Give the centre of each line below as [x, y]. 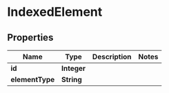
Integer [73, 68]
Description [112, 57]
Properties [30, 38]
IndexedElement [55, 12]
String [72, 80]
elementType [33, 80]
